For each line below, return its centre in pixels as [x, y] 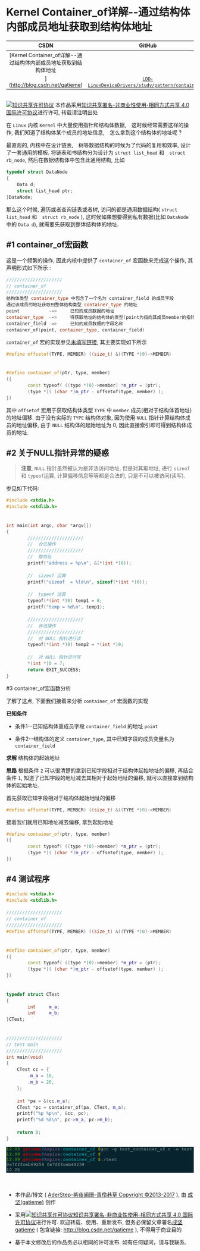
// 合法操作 [42, 544]
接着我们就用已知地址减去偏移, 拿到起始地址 [60, 822]
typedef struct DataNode [37, 172]
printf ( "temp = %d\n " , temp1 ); [66, 607]
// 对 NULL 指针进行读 [54, 638]
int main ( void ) [25, 1057]
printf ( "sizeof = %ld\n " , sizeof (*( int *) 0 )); [87, 582]
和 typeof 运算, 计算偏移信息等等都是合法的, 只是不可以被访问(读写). [103, 476]
